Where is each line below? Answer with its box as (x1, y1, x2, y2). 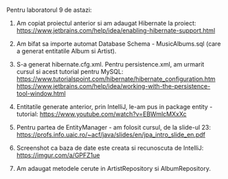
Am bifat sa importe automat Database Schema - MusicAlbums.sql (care (16, 40, 221, 47)
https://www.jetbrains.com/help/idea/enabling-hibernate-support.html (16, 27, 216, 34)
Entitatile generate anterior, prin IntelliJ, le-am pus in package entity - (16, 103, 213, 110)
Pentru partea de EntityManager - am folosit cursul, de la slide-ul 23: (16, 123, 211, 131)
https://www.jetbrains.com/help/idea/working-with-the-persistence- (16, 82, 211, 90)
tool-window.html (16, 89, 66, 97)
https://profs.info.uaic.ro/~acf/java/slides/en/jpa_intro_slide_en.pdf (16, 130, 205, 139)
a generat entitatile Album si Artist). (16, 47, 117, 55)
